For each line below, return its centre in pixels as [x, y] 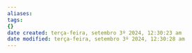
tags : [15, 20]
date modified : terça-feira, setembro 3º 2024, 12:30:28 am [96, 39]
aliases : [20, 13]
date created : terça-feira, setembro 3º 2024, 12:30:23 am [95, 33]
